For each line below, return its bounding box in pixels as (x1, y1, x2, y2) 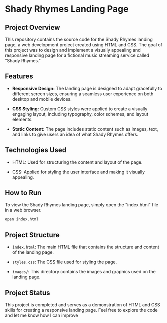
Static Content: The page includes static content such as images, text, (12, 126, 158, 132)
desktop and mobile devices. (12, 96, 72, 102)
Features (5, 72, 33, 81)
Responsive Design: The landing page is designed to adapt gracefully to (12, 85, 162, 91)
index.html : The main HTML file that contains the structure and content (12, 244, 160, 250)
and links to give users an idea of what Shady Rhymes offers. (12, 131, 139, 137)
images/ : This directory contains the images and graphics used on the (12, 269, 156, 275)
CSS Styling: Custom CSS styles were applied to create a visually (12, 106, 148, 112)
